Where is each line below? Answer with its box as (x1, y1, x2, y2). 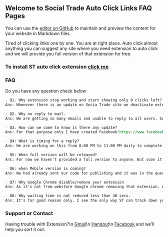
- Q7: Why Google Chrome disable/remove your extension (5, 179, 124, 184)
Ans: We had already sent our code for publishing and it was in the (5, 170, 153, 175)
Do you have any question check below (5, 88, 86, 94)
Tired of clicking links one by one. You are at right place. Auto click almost (5, 40, 158, 46)
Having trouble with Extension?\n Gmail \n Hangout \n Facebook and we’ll (5, 221, 154, 227)
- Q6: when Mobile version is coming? (5, 166, 86, 171)
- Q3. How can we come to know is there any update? (5, 125, 117, 130)
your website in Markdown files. (5, 30, 71, 36)
